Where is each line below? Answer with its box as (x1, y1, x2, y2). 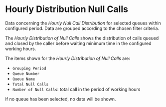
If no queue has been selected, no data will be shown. (5, 96, 116, 102)
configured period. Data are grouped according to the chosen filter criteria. (5, 25, 160, 31)
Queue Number (12, 71, 40, 76)
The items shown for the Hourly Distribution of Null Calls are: (5, 55, 131, 61)
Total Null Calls (12, 81, 49, 87)
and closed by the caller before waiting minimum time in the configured (5, 40, 152, 46)
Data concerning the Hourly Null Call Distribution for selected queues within (5, 20, 161, 26)
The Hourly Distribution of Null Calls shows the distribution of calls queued (5, 35, 159, 41)
